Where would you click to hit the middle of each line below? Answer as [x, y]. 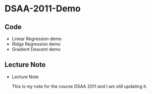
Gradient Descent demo [36, 49]
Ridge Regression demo [36, 44]
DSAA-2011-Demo [43, 9]
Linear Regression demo [37, 39]
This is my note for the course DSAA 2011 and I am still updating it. [79, 86]
